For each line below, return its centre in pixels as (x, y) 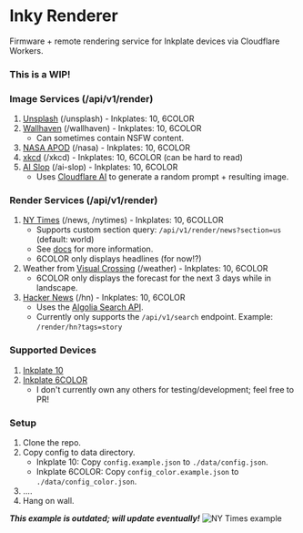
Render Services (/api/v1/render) (84, 200)
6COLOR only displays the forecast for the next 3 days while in (153, 278)
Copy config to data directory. (79, 453)
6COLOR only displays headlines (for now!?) (119, 259)
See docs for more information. (95, 249)
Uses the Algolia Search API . (90, 307)
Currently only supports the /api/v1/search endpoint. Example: (154, 317)
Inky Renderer (64, 16)
